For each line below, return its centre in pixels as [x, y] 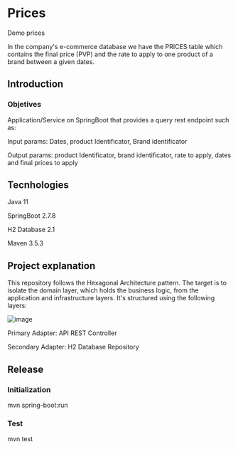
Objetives [24, 105]
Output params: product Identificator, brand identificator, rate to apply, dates [119, 155]
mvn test [20, 439]
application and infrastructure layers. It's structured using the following [111, 298]
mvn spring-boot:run [38, 405]
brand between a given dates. [51, 61]
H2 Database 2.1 [31, 230]
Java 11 [18, 202]
